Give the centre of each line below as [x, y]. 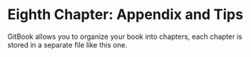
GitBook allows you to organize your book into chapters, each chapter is [125, 36]
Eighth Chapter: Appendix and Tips [125, 15]
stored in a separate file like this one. [67, 44]
